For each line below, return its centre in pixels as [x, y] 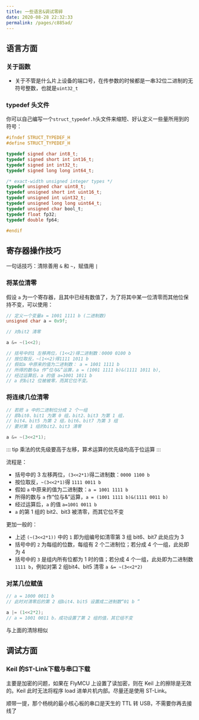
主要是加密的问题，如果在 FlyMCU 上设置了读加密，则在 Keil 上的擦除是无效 [99, 683]
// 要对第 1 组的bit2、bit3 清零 [44, 427]
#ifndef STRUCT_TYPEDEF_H [38, 138]
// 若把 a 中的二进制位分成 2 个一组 [47, 410]
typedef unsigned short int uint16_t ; [54, 192]
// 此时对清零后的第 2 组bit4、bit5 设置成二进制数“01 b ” [73, 602]
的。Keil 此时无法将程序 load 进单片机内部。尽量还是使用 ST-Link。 [88, 690]
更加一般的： [22, 525]
